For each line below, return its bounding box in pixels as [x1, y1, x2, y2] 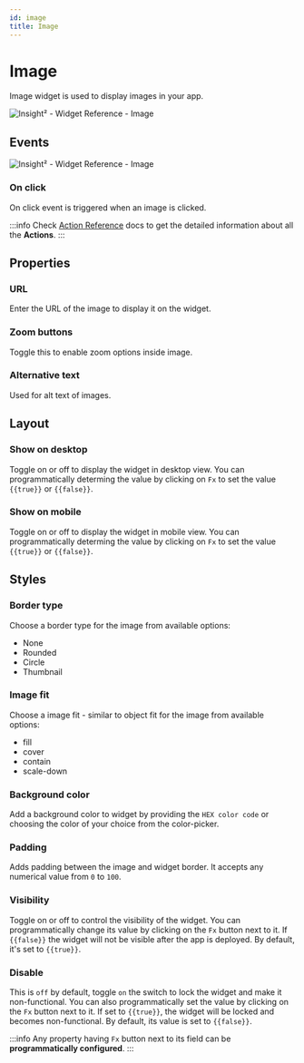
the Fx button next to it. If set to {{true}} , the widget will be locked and [9, 1006, 275, 1017]
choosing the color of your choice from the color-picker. [9, 818, 220, 830]
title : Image [9, 22, 59, 31]
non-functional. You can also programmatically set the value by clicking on [9, 996, 289, 1007]
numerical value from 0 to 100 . [9, 872, 122, 883]
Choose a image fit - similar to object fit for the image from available [9, 709, 265, 720]
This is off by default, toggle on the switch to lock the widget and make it [9, 986, 282, 998]
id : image [9, 13, 47, 23]
